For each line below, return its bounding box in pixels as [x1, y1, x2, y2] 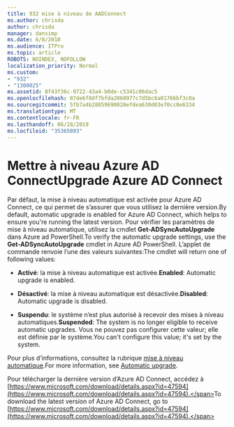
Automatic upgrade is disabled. [17, 297, 108, 305]
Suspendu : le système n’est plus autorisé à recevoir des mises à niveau [17, 311, 224, 319]
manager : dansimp [7, 29, 58, 37]
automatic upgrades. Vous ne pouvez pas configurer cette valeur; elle [17, 325, 219, 334]
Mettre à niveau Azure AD [7, 157, 159, 174]
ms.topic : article [7, 50, 61, 57]
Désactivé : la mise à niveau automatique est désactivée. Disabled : [17, 290, 208, 298]
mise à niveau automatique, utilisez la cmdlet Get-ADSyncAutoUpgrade [7, 225, 215, 234]
